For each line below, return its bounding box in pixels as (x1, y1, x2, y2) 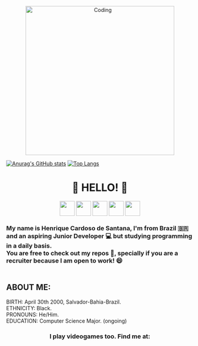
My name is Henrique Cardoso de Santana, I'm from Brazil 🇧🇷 (6, 224, 189, 232)
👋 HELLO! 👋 (72, 181, 128, 194)
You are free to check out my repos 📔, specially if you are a (6, 249, 178, 257)
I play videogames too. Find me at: (49, 332, 150, 340)
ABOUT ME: (6, 282, 51, 292)
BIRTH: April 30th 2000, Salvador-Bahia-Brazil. (6, 298, 121, 305)
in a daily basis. (6, 242, 52, 250)
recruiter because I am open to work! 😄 (6, 257, 123, 265)
